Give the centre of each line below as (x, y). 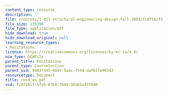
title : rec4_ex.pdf (26, 80)
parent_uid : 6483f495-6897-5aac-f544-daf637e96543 (59, 71)
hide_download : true (27, 33)
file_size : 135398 (24, 24)
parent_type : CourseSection (35, 66)
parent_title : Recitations (33, 61)
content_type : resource (30, 10)
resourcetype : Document (30, 75)
